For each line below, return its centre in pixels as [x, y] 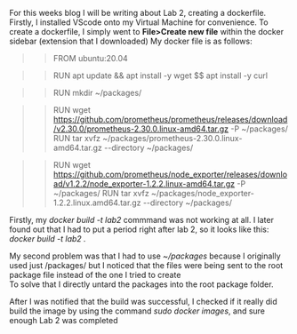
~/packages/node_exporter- [203, 193]
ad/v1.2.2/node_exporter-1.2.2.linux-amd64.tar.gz [144, 184]
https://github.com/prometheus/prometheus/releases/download [170, 119]
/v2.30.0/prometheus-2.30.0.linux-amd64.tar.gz [141, 129]
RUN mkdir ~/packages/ [97, 93]
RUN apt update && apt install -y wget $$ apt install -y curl [161, 76]
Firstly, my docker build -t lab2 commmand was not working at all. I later [141, 220]
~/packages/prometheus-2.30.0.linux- [172, 138]
